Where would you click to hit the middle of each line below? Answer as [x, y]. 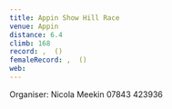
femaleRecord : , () [49, 60]
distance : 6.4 [36, 35]
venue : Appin [34, 26]
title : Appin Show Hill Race [65, 18]
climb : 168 [30, 43]
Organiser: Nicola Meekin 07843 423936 [86, 94]
